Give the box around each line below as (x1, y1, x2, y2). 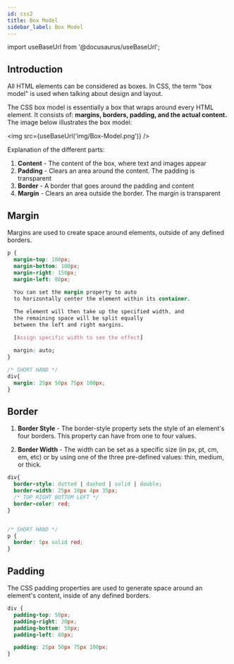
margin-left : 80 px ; (13, 276, 71, 283)
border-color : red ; (13, 500, 71, 507)
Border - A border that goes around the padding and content (17, 181, 195, 191)
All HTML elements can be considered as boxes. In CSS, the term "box (7, 82, 213, 90)
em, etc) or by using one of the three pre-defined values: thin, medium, (17, 453, 224, 461)
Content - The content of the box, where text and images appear (17, 159, 207, 168)
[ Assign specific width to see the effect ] (13, 334, 143, 341)
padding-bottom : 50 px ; (13, 624, 80, 632)
